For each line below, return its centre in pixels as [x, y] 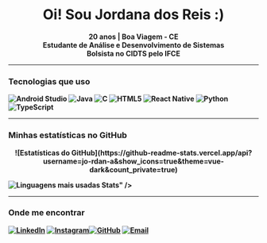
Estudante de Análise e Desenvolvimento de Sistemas [133, 44]
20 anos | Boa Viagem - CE [133, 37]
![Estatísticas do [42, 152]
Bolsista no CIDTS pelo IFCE [133, 53]
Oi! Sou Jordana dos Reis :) [133, 15]
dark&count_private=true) [133, 169]
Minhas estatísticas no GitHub [68, 135]
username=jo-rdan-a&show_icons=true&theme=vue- [133, 161]
